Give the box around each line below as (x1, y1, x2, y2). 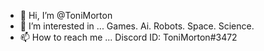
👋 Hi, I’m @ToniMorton (19, 10, 113, 21)
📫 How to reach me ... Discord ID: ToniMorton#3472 (19, 31, 238, 43)
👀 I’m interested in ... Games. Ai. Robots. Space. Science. (19, 20, 255, 32)
